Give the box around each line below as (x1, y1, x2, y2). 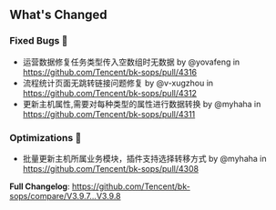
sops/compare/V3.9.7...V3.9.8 (9, 190, 121, 201)
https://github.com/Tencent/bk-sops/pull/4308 (22, 163, 199, 174)
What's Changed (9, 7, 107, 23)
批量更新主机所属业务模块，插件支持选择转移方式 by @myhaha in (22, 153, 267, 164)
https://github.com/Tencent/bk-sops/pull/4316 (22, 66, 198, 77)
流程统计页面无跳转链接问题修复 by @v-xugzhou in (22, 77, 214, 88)
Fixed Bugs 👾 (9, 35, 68, 47)
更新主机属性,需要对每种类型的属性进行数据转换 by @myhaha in (22, 98, 261, 109)
